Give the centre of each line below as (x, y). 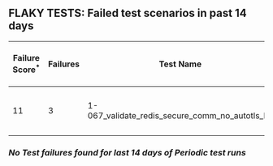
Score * (26, 69)
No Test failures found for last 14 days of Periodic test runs (127, 152)
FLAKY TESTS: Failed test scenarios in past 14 (128, 13)
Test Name (180, 64)
